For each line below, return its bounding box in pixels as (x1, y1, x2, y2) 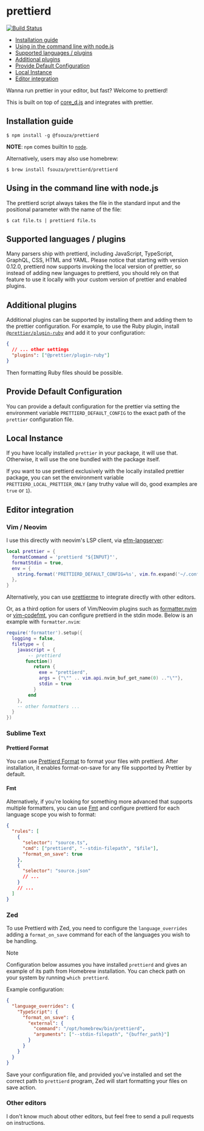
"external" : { (28, 1020, 64, 1026)
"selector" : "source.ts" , (22, 840, 88, 846)
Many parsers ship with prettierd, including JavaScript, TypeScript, (6, 250, 174, 257)
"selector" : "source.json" (22, 868, 91, 874)
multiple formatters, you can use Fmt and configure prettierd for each (6, 804, 180, 812)
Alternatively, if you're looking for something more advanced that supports (6, 798, 193, 806)
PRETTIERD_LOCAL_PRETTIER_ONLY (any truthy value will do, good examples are (6, 481, 197, 488)
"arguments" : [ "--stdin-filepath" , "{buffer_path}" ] (33, 1031, 170, 1038)
